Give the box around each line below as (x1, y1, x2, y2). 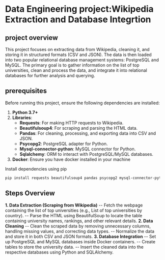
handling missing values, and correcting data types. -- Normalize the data (5, 228, 155, 234)
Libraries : (12, 115, 32, 120)
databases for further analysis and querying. (5, 73, 95, 78)
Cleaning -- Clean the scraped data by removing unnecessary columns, (5, 223, 151, 229)
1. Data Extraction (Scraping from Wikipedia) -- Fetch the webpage (5, 202, 143, 208)
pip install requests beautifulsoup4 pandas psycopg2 (5, 175, 118, 180)
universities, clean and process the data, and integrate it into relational (5, 67, 147, 73)
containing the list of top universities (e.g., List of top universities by (5, 207, 142, 213)
